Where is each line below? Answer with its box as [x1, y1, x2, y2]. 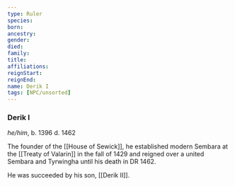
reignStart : [7, 69, 42, 76]
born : [7, 23, 23, 30]
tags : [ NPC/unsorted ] [7, 89, 71, 96]
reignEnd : [7, 76, 37, 83]
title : [7, 57, 27, 64]
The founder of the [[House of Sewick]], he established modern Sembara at [7, 142, 229, 151]
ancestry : [7, 30, 37, 37]
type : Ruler [7, 10, 42, 18]
